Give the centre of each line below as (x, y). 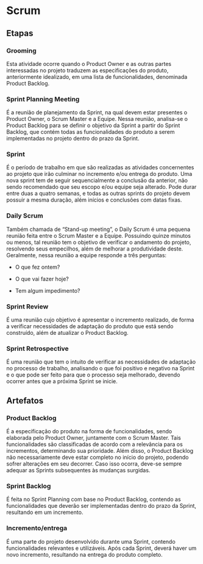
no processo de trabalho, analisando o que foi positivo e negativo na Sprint (101, 368)
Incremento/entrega (37, 528)
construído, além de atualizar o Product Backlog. (68, 333)
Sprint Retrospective (37, 348)
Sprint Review (27, 306)
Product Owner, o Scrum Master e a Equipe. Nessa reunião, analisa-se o (97, 119)
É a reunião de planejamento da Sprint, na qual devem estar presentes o (97, 112)
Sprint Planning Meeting (43, 99)
